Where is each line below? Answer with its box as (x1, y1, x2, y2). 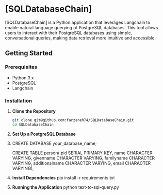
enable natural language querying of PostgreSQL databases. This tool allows (5, 24, 158, 30)
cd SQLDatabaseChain (12, 122, 54, 127)
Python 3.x (12, 74, 34, 81)
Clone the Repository (12, 108, 56, 114)
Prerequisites (5, 64, 37, 71)
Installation (5, 97, 33, 104)
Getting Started (5, 49, 53, 57)
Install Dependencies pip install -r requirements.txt (12, 175, 115, 180)
